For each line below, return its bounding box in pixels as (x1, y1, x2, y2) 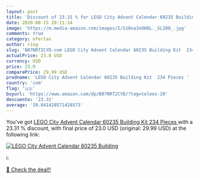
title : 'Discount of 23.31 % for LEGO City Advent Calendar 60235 (6, 14, 174, 20)
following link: (6, 131, 40, 138)
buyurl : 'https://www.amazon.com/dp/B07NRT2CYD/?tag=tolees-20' (6, 91, 168, 97)
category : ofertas (6, 36, 52, 42)
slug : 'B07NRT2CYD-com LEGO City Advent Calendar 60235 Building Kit (6, 47, 182, 53)
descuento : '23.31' (6, 96, 54, 102)
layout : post (6, 8, 38, 15)
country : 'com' (6, 80, 44, 86)
